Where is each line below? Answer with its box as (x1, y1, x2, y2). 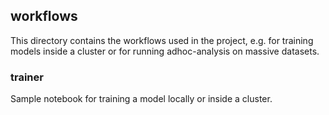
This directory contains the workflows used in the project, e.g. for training (10, 34, 314, 46)
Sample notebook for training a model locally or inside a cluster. (10, 93, 273, 105)
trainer (10, 70, 44, 84)
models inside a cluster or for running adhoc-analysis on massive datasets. (10, 45, 320, 57)
